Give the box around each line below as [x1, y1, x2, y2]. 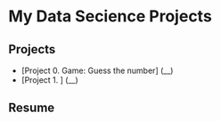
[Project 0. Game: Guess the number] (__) [20, 65, 174, 76]
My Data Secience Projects [8, 6, 213, 27]
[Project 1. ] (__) [20, 75, 79, 85]
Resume [8, 101, 55, 116]
